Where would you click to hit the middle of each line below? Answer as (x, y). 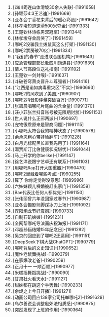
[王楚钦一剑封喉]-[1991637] (40, 75)
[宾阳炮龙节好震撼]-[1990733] (43, 211)
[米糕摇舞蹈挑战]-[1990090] (41, 273)
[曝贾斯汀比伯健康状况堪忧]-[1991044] (52, 149)
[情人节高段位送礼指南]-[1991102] (47, 69)
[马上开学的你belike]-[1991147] (44, 155)
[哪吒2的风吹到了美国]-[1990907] (47, 94)
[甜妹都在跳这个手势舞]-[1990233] (48, 285)
